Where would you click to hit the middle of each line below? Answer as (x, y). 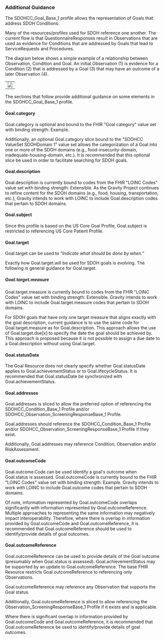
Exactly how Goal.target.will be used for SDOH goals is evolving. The (75, 263)
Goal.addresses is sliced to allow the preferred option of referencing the (78, 404)
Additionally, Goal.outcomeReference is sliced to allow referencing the (76, 601)
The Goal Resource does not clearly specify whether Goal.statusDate (75, 366)
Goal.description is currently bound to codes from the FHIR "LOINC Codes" (82, 183)
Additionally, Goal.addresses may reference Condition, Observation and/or (81, 444)
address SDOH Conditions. (32, 23)
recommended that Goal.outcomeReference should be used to (68, 529)
